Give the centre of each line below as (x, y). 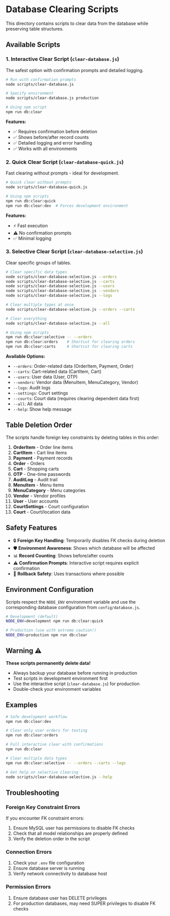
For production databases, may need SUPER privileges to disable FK (84, 903)
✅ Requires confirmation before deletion (55, 131)
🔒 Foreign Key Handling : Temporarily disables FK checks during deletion (89, 540)
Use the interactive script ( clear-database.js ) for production (76, 684)
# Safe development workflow (36, 717)
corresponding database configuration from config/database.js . (73, 607)
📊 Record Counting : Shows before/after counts (63, 555)
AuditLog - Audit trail (35, 479)
